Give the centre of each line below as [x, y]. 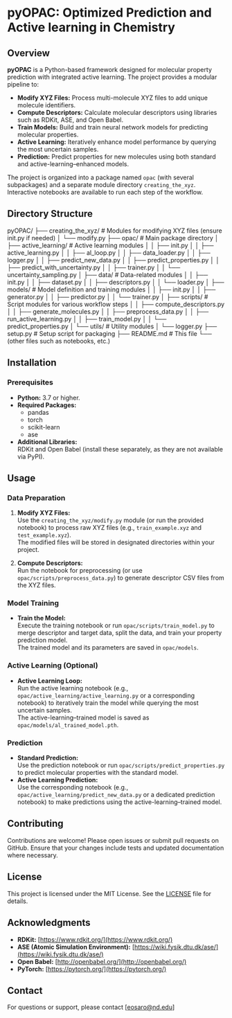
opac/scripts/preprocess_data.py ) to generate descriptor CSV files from [121, 578]
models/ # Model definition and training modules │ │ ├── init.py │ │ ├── [111, 289]
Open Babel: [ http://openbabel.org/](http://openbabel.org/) [102, 961]
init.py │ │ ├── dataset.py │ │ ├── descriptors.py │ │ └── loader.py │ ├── [116, 282]
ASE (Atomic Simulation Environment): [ [76, 947]
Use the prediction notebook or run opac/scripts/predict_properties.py [121, 765]
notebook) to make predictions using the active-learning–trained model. [119, 802]
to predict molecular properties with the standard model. [98, 773]
